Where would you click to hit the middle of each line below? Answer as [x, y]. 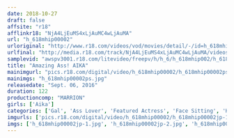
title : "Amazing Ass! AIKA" [48, 66]
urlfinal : [22, 53]
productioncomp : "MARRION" [46, 98]
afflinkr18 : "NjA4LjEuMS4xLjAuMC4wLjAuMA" [70, 33]
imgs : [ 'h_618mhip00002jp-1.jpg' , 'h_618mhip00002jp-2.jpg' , [98, 124]
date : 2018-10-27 [32, 14]
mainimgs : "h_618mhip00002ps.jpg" [57, 78]
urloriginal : [26, 46]
